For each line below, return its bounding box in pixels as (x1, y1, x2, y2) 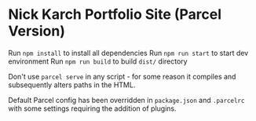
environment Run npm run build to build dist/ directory (8, 57, 188, 66)
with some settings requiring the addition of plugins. (8, 104, 177, 113)
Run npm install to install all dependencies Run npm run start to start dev (8, 48, 249, 57)
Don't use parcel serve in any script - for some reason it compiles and (8, 71, 236, 81)
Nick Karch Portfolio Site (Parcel (8, 5, 222, 24)
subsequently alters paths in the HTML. (8, 80, 136, 90)
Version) (8, 22, 65, 40)
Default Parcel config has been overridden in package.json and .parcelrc (8, 95, 245, 104)
